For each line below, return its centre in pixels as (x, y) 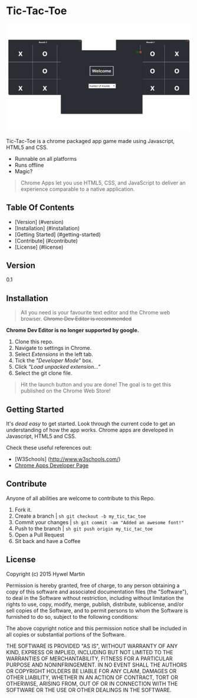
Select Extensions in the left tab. (54, 354)
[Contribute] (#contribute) (46, 241)
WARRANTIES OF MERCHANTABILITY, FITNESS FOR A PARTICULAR (89, 658)
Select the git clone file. (43, 373)
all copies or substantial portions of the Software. (66, 634)
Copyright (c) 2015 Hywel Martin (46, 574)
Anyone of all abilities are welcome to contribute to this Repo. (81, 498)
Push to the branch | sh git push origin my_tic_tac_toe (84, 528)
